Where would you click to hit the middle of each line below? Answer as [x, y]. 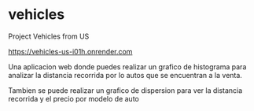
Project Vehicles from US [49, 36]
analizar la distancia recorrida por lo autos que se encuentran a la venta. [125, 75]
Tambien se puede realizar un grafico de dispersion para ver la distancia [125, 90]
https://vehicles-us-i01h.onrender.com [70, 51]
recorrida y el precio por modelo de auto [74, 98]
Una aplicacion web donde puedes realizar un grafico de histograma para [127, 67]
